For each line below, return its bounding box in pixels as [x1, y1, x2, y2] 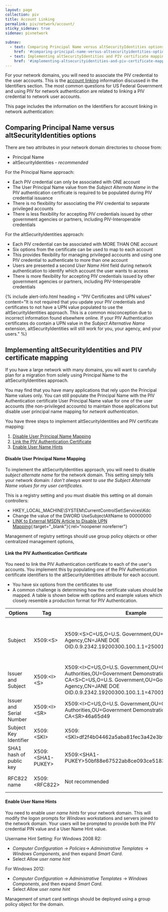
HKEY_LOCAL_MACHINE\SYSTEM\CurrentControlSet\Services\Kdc [12, 508, 151, 514]
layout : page [5, 7, 32, 13]
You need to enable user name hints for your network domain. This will [5, 809, 151, 816]
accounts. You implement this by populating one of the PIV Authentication [5, 566, 157, 573]
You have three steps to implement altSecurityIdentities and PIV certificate [5, 418, 158, 424]
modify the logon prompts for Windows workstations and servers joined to [5, 815, 158, 821]
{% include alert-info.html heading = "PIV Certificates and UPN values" [5, 293, 152, 299]
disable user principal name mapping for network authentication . [5, 409, 139, 415]
